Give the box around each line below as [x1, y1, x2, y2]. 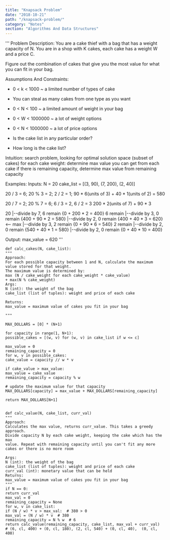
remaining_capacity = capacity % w [5, 375, 81, 380]
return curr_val [5, 491, 40, 496]
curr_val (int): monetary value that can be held [5, 468, 113, 474]
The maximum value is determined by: [5, 269, 85, 274]
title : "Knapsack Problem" [5, 7, 62, 13]
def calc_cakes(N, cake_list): [5, 246, 72, 251]
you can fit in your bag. [5, 67, 54, 73]
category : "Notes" [5, 21, 44, 27]
